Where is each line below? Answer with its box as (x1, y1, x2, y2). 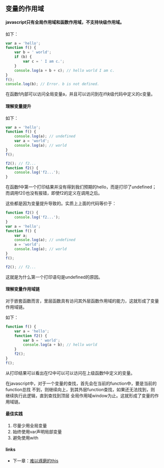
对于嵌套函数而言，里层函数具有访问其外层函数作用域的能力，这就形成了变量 (5, 298, 159, 304)
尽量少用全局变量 (12, 423, 47, 428)
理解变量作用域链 (5, 286, 40, 292)
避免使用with (12, 435, 38, 441)
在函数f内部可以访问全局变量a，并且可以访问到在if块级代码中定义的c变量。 (5, 91, 155, 97)
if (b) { (14, 54, 32, 60)
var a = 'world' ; (14, 138, 50, 143)
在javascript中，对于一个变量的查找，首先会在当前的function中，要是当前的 (5, 380, 157, 386)
